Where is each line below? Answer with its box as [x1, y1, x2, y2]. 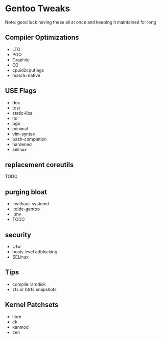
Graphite [12, 57, 30, 63]
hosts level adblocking [12, 249, 58, 255]
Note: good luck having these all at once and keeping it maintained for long [5, 19, 157, 25]
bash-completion [12, 136, 47, 142]
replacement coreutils [5, 160, 74, 169]
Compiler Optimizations [5, 33, 79, 42]
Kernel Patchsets [5, 301, 59, 309]
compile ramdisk [12, 281, 46, 287]
